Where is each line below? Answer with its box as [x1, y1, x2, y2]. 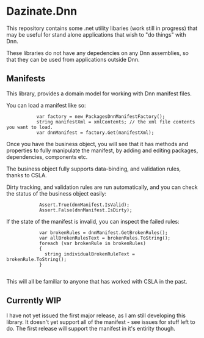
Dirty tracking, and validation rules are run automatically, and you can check [6, 183, 198, 191]
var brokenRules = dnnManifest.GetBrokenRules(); [38, 229, 168, 236]
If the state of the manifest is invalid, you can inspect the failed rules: [6, 218, 180, 225]
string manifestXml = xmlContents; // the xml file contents [36, 119, 195, 125]
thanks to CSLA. [6, 171, 47, 178]
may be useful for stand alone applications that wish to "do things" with [6, 31, 186, 38]
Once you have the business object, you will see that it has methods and [6, 140, 189, 147]
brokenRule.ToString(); [6, 256, 67, 262]
